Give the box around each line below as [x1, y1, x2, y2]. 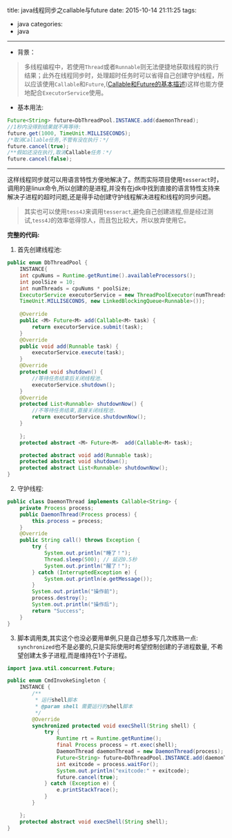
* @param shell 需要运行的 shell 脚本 [35, 702, 133, 710]
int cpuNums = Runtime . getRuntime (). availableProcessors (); [19, 272, 196, 279]
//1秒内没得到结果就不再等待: [7, 123, 81, 130]
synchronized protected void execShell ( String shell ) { [32, 722, 196, 729]
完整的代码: [7, 231, 40, 239]
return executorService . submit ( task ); [32, 324, 144, 330]
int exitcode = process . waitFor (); [56, 761, 159, 767]
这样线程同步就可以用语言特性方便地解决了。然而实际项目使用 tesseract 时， [7, 176, 223, 184]
